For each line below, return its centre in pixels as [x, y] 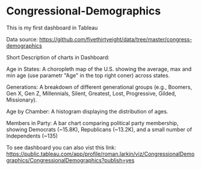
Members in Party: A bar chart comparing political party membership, [92, 123]
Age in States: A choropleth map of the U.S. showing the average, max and [99, 69]
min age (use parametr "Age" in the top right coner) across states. [88, 75]
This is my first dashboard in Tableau [52, 28]
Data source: [22, 39]
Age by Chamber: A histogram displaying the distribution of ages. [87, 111]
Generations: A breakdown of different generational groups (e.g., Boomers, [99, 87]
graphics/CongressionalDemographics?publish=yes [70, 160]
